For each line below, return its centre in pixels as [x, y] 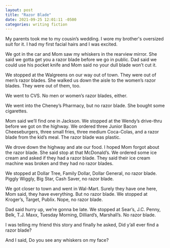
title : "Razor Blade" [28, 15]
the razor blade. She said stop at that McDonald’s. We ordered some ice [81, 153]
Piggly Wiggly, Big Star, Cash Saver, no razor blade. [60, 179]
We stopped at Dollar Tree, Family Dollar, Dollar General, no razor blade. [81, 173]
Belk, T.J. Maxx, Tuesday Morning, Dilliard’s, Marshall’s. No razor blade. [81, 215]
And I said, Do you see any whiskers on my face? [57, 240]
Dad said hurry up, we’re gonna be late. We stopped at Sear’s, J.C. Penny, [83, 210]
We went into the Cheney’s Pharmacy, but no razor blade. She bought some [85, 106]
